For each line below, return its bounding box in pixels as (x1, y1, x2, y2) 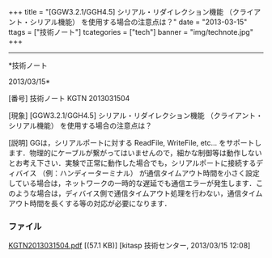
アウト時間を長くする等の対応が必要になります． (8, 199, 172, 208)
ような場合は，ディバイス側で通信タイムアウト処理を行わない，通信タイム (15, 188, 263, 198)
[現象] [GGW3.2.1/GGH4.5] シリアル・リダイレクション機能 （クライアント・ (8, 111, 263, 120)
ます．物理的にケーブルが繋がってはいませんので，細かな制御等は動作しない (8, 148, 262, 158)
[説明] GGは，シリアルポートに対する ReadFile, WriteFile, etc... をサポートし (8, 138, 262, 147)
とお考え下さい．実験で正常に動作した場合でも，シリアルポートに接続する (8, 159, 257, 167)
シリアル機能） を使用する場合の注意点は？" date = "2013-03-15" (29, 17, 248, 27)
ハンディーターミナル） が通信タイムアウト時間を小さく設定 (59, 168, 261, 178)
